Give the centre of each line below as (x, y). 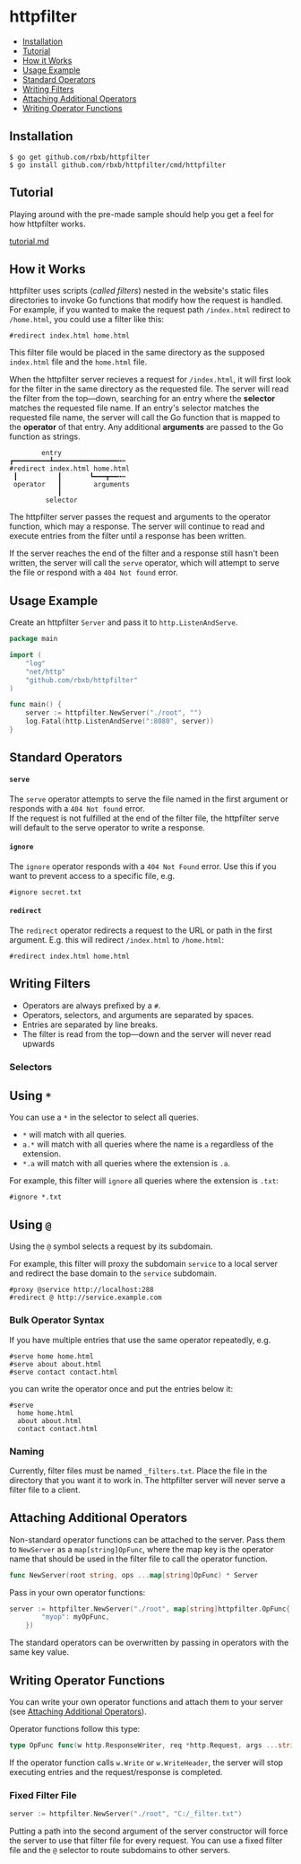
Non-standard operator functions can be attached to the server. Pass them (147, 1539)
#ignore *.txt (36, 1197)
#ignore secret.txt (46, 892)
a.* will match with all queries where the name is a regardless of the (148, 1144)
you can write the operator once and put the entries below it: (121, 1388)
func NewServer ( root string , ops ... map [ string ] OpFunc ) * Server (133, 1575)
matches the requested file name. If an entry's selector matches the (134, 408)
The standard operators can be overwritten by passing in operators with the (149, 1643)
